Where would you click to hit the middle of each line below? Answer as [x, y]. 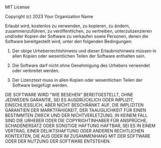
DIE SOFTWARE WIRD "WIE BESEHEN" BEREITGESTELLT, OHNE [69, 95]
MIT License [17, 7]
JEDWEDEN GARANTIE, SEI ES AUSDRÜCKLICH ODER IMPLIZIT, [70, 100]
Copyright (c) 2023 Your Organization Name [49, 16]
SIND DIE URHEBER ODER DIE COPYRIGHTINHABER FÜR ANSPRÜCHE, [76, 120]
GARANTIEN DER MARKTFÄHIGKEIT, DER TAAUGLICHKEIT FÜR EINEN [76, 110]
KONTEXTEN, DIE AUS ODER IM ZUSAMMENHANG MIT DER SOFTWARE [78, 136]
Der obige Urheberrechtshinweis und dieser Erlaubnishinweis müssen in [84, 51]
